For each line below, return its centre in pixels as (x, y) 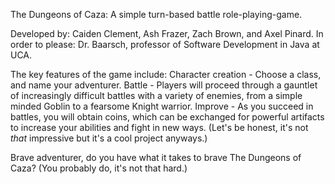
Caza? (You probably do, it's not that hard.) (99, 168)
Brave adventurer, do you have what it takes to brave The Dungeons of (156, 157)
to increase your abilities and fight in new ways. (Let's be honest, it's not (159, 127)
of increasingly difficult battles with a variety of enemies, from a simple (156, 95)
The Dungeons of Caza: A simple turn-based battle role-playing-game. (156, 14)
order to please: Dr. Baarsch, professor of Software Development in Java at (165, 44)
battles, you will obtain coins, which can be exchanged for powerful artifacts (167, 117)
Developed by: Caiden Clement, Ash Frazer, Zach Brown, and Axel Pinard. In (167, 33)
